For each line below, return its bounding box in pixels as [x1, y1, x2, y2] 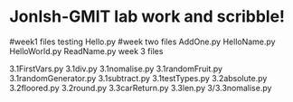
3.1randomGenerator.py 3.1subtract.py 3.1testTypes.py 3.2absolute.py [9, 72, 268, 83]
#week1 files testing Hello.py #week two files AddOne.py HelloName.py [9, 36, 276, 47]
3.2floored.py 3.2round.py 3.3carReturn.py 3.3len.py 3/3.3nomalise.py [9, 82, 272, 93]
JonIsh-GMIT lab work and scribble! [9, 6, 286, 27]
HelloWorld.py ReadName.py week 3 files [9, 45, 164, 56]
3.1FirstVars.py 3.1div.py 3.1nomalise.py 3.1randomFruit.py [9, 63, 223, 74]
